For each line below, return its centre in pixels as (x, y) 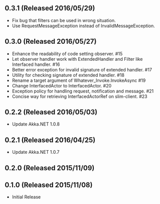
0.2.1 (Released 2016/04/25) (50, 140)
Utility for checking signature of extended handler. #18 (68, 75)
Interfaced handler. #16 (36, 64)
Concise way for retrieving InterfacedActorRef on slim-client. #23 (79, 96)
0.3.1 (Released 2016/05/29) (50, 8)
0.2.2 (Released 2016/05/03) (51, 112)
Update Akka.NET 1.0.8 (36, 124)
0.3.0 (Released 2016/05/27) (51, 41)
